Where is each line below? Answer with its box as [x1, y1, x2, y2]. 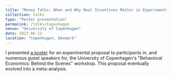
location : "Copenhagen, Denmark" [5, 36, 77, 41]
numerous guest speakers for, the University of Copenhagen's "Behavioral [5, 55, 163, 61]
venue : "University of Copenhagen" [5, 26, 81, 31]
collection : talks [5, 12, 45, 17]
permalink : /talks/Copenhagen [5, 21, 70, 27]
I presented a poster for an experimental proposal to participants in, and [5, 49, 157, 56]
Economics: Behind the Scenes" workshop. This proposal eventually [5, 60, 149, 66]
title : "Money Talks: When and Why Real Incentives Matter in [5, 7, 141, 13]
